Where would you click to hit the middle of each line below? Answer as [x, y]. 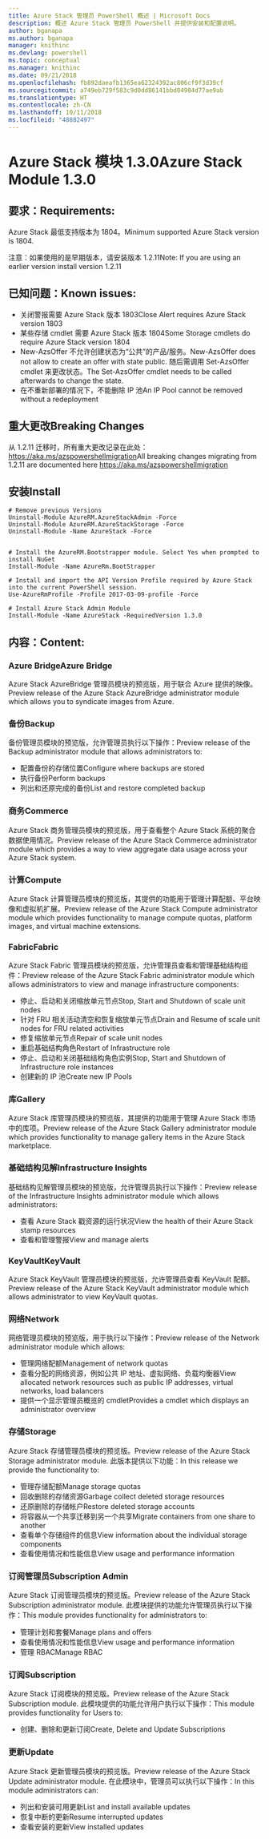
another [33, 1525]
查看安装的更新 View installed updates [82, 1826]
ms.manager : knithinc [44, 68]
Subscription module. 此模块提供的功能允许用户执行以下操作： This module [131, 1704]
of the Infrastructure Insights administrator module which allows [114, 1196]
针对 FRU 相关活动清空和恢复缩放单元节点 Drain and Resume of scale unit [140, 1020]
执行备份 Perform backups [62, 779]
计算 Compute [35, 879]
